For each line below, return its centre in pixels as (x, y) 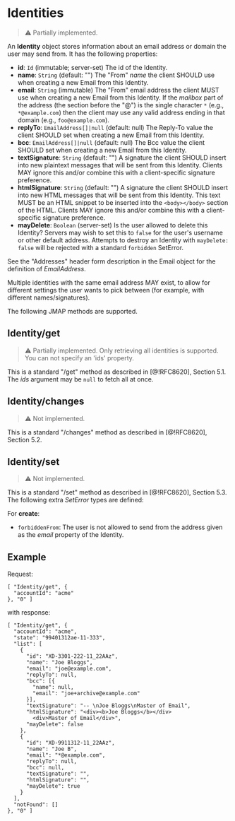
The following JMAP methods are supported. (72, 311)
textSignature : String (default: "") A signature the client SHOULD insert (122, 158)
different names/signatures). (49, 297)
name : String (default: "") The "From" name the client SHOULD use (116, 75)
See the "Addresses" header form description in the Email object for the (112, 261)
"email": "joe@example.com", (69, 669)
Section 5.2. (25, 439)
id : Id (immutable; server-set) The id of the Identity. (92, 67)
